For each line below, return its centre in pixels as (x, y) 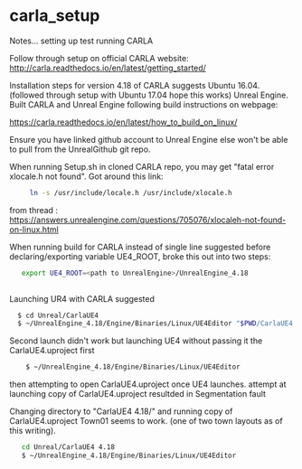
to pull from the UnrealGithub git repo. (80, 149)
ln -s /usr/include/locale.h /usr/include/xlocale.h (131, 192)
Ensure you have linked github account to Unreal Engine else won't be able (149, 139)
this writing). (33, 431)
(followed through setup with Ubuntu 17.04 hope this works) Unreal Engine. (149, 95)
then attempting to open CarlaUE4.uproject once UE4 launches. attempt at (148, 384)
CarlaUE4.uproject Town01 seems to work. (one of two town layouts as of (146, 421)
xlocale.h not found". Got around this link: (87, 176)
